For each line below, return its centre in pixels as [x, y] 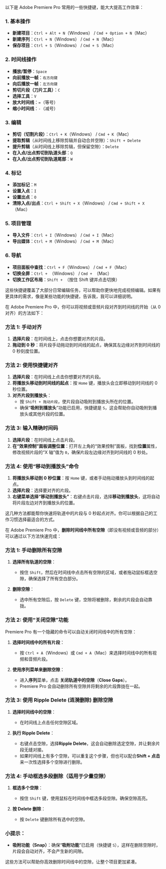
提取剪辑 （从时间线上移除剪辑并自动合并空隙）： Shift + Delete [77, 140]
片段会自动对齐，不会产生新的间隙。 [49, 851]
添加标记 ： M [24, 185]
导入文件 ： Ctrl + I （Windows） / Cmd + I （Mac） [64, 235]
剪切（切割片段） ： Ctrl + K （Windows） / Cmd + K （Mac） [72, 134]
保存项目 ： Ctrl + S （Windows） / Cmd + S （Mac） [64, 46]
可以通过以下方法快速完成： [33, 536]
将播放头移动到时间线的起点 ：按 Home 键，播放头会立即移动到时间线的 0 [85, 383]
